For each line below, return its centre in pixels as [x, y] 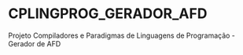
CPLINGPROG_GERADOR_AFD [108, 14]
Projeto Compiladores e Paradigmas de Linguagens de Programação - [122, 35]
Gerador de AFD [35, 43]
